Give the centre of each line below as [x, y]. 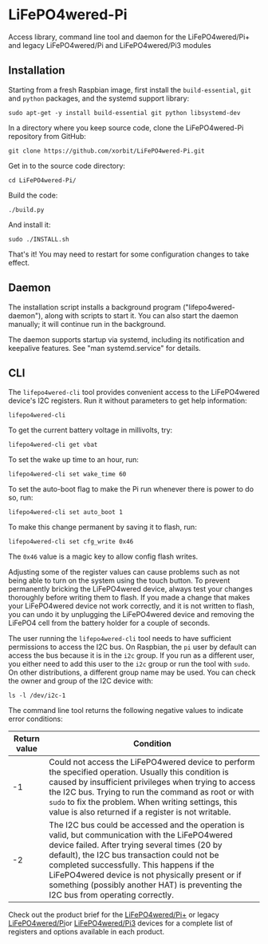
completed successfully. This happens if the [132, 865]
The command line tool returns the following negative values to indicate [126, 711]
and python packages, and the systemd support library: [99, 98]
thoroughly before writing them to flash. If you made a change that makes [129, 598]
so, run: [21, 498]
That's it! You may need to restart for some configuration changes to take [129, 254]
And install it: [30, 225]
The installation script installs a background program [95, 307]
